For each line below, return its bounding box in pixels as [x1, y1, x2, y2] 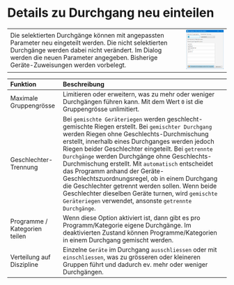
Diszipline [10, 261, 38, 269]
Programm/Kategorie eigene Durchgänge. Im [62, 221, 192, 229]
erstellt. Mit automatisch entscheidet [109, 159, 214, 168]
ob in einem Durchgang [150, 174, 218, 182]
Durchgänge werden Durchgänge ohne [62, 152, 171, 160]
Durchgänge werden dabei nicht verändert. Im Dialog [10, 45, 162, 54]
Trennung [10, 163, 38, 172]
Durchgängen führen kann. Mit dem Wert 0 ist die [62, 98, 204, 106]
